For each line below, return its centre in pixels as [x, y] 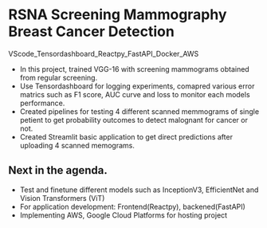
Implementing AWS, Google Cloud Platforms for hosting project [124, 215]
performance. [42, 103]
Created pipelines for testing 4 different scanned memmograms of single [139, 111]
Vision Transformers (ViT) [62, 198]
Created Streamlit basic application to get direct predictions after [126, 136]
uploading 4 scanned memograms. [77, 145]
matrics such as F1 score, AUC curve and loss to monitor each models [135, 94]
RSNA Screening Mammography [118, 15]
